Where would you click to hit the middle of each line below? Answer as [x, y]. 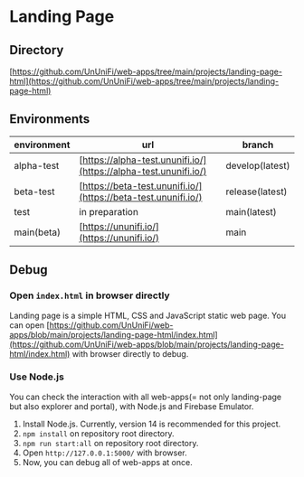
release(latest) [256, 192]
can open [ [29, 325]
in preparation [109, 211]
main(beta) [38, 232]
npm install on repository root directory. [98, 433]
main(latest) [252, 211]
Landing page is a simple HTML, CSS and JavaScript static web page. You [148, 315]
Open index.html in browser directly [90, 295]
